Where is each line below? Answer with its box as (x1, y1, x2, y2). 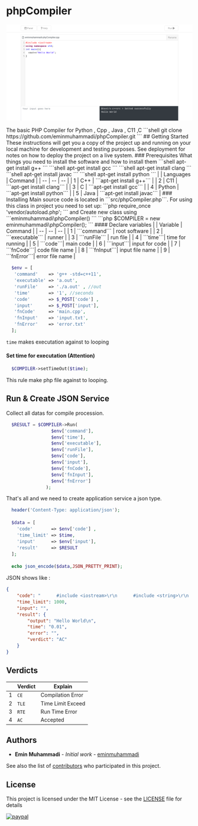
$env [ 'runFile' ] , (51, 447, 94, 453)
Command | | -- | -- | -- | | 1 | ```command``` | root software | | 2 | (6, 227, 163, 235)
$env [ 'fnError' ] (51, 478, 92, 484)
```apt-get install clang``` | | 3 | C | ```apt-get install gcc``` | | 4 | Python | (6, 183, 179, 190)
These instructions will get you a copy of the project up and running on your (6, 139, 191, 147)
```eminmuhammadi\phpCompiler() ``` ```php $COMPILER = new (6, 215, 161, 222)
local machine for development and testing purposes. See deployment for (6, 145, 186, 153)
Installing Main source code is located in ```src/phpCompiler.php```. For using (6, 196, 193, 203)
